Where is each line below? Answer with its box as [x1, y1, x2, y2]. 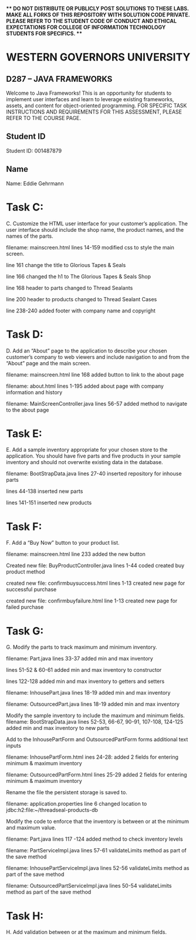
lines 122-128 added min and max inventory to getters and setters [6, 678, 165, 685]
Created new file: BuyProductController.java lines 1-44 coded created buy [6, 562, 185, 569]
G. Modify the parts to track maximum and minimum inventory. [6, 644, 157, 651]
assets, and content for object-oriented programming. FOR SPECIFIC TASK [6, 102, 187, 109]
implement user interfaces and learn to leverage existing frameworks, [6, 96, 174, 102]
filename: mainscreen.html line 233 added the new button [6, 551, 146, 558]
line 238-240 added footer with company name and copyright [6, 307, 156, 314]
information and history [6, 388, 63, 396]
